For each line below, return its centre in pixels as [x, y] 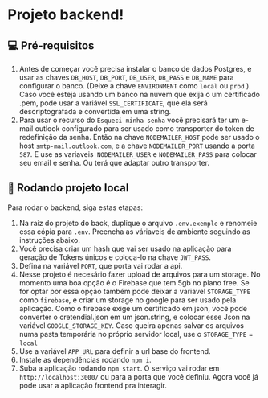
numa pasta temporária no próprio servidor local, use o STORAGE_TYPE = [136, 334]
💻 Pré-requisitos [51, 45]
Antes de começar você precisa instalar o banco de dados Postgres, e [135, 69]
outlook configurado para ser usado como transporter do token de [144, 129]
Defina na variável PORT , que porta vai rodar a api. [101, 265]
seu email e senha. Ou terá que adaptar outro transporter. [114, 163]
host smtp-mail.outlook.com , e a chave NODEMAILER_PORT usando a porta [137, 146]
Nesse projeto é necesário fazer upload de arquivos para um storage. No [140, 274]
